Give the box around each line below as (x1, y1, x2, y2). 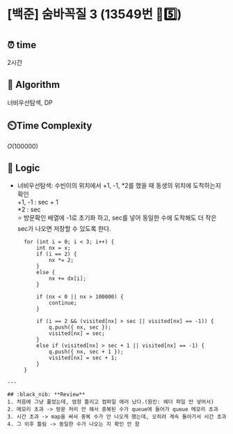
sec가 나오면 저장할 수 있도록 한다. (17, 225, 111, 233)
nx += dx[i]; (48, 275, 87, 283)
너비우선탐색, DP (7, 98, 54, 107)
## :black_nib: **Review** (7, 391, 86, 398)
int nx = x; (35, 245, 71, 252)
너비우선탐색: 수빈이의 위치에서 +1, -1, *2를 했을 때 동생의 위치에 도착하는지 (17, 181, 221, 190)
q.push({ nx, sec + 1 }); (48, 348, 124, 356)
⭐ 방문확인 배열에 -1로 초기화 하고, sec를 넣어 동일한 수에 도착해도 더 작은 (17, 214, 217, 222)
